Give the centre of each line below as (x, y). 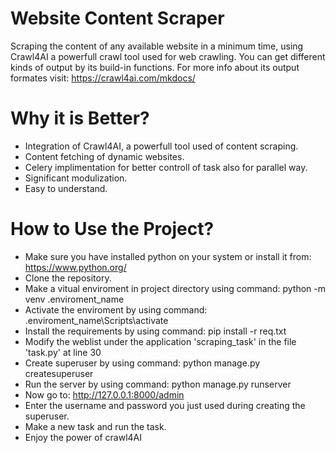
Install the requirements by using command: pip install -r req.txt (155, 331)
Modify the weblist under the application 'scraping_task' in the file (160, 341)
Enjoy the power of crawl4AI (83, 437)
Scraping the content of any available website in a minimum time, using (157, 46)
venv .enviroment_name (74, 299)
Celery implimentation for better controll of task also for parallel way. (166, 167)
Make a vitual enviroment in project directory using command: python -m (175, 288)
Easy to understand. (66, 188)
